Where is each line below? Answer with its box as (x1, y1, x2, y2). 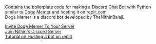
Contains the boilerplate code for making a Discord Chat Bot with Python (5, 4, 151, 10)
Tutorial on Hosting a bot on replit (5, 33, 72, 39)
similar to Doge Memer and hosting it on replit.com (5, 9, 107, 15)
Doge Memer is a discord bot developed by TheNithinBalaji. (5, 14, 125, 20)
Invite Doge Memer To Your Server (5, 23, 75, 29)
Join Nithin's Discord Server (5, 29, 62, 34)
